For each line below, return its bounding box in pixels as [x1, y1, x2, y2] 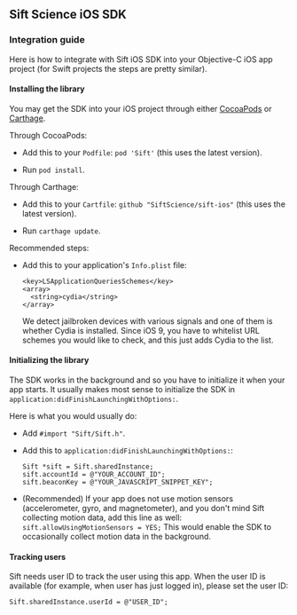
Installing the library [9, 83, 86, 94]
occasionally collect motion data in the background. [21, 532, 211, 542]
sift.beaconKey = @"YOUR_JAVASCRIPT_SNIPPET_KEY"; [21, 478, 214, 487]
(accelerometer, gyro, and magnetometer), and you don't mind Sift [21, 503, 265, 514]
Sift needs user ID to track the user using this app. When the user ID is [9, 572, 266, 582]
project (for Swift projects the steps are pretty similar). [9, 63, 207, 74]
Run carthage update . [21, 225, 101, 236]
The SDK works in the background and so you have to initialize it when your [9, 375, 285, 385]
